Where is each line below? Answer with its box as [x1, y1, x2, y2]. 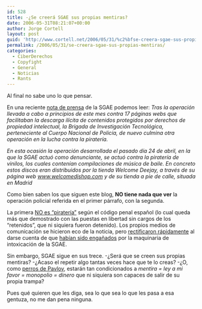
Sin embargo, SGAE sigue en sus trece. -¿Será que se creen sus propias [7, 253, 185, 260]
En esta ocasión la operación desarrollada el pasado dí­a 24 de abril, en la [7, 148, 191, 155]
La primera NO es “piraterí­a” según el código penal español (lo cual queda [7, 209, 191, 216]
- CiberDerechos [12, 53, 53, 59]
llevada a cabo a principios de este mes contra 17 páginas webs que [7, 110, 177, 118]
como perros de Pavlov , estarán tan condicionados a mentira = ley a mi [7, 265, 183, 272]
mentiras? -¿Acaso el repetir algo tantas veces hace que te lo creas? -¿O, [7, 259, 188, 266]
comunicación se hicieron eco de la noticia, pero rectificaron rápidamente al [7, 228, 195, 235]
